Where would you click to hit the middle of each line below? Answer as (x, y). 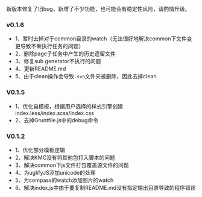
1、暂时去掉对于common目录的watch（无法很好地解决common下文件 (101, 39)
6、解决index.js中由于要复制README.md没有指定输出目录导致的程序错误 (105, 187)
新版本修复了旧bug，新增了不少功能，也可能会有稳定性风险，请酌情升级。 (98, 9)
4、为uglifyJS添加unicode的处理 (55, 172)
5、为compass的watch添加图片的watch (64, 180)
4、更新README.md (40, 69)
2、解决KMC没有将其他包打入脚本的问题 (65, 157)
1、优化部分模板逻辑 (40, 150)
